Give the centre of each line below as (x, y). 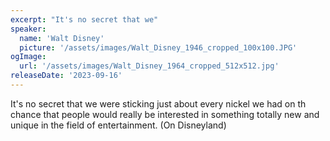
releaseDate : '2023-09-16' (66, 76)
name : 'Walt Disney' (62, 38)
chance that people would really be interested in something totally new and (165, 114)
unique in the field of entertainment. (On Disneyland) (118, 125)
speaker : (28, 29)
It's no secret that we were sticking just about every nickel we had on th (158, 103)
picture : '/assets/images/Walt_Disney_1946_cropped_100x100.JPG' (158, 47)
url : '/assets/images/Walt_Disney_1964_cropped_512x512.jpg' (149, 66)
